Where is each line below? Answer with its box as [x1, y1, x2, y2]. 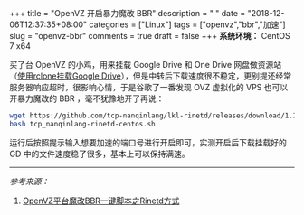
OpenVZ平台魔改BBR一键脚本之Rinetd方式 [22, 195, 180, 206]
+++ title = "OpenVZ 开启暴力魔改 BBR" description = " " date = [9, 8, 246, 18]
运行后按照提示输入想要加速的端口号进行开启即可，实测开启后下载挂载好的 [9, 136, 287, 147]
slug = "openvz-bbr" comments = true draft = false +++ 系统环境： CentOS [9, 31, 291, 41]
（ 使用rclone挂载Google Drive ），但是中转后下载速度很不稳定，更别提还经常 [9, 70, 292, 81]
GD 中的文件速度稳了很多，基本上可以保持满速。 [9, 148, 190, 159]
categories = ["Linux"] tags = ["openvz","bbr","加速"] [89, 19, 287, 30]
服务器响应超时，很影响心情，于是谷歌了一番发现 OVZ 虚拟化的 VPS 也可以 [9, 82, 289, 92]
